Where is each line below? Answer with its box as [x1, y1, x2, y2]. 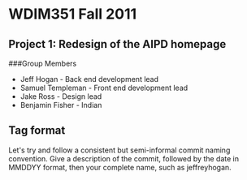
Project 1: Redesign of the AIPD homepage [8, 37, 227, 51]
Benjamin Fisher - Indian [19, 101, 102, 109]
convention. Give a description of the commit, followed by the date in [8, 153, 240, 163]
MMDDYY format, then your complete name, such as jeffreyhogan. [8, 162, 232, 172]
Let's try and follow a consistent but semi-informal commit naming [8, 145, 231, 155]
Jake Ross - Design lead [19, 92, 102, 101]
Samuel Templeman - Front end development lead [19, 83, 188, 92]
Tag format [8, 123, 66, 138]
